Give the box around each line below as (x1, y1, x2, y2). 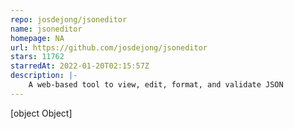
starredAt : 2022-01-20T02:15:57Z (10, 61, 150, 71)
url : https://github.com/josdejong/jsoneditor (10, 42, 208, 53)
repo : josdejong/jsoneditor (10, 14, 128, 25)
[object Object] (10, 107, 73, 119)
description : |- (10, 71, 78, 81)
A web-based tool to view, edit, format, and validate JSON (28, 80, 284, 90)
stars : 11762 (10, 52, 65, 62)
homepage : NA (10, 33, 65, 43)
